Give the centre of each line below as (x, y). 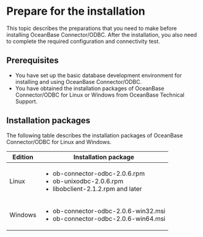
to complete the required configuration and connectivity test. (83, 41)
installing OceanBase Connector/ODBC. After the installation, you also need (102, 34)
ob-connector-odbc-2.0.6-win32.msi (109, 211)
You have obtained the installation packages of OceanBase (90, 88)
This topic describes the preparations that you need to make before (92, 28)
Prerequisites (33, 60)
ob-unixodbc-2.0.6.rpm (88, 181)
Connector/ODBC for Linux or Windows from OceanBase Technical (100, 95)
